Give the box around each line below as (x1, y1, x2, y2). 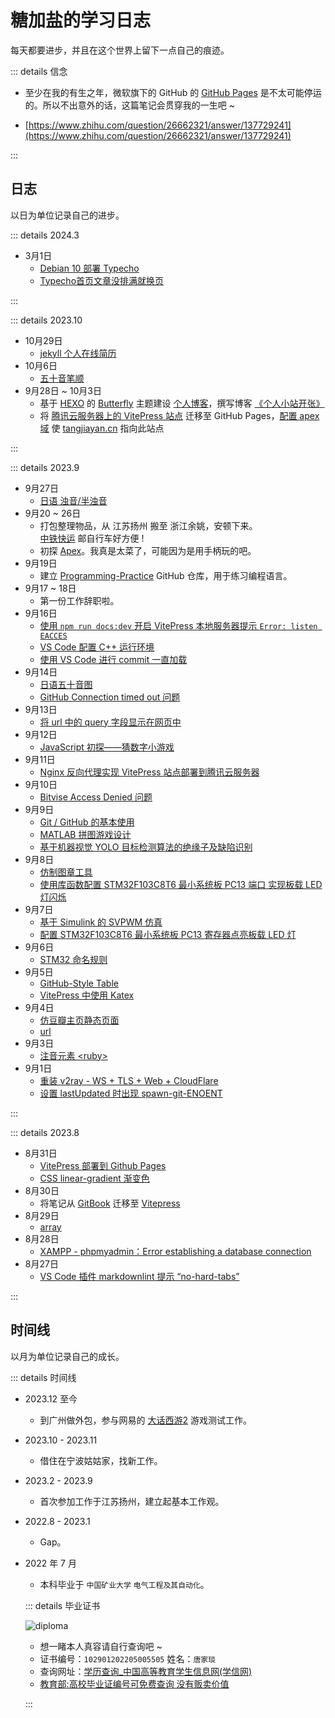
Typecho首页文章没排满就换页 (39, 274, 165, 286)
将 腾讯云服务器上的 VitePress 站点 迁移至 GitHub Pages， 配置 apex (39, 409, 320, 421)
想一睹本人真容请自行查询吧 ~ (39, 1640, 163, 1652)
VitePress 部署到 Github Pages (39, 1159, 167, 1171)
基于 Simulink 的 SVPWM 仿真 (39, 916, 163, 928)
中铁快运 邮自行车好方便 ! (39, 532, 145, 544)
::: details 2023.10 (10, 314, 83, 326)
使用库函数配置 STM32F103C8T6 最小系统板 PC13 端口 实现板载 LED (39, 878, 323, 890)
